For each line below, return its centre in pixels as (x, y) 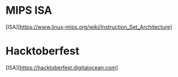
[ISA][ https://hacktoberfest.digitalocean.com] (62, 67)
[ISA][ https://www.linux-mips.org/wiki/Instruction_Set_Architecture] (89, 27)
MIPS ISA (29, 10)
